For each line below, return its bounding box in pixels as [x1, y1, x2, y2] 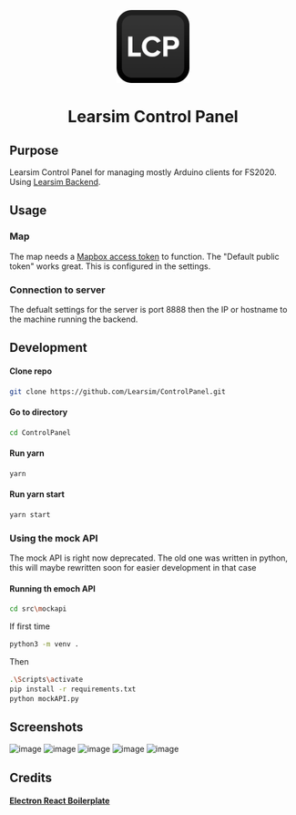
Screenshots [9, 719, 84, 735]
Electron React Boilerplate [9, 795, 110, 807]
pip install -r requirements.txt [9, 685, 137, 694]
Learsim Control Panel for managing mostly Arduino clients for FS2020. [9, 167, 277, 178]
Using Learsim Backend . [9, 177, 101, 187]
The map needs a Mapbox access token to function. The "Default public [9, 251, 280, 262]
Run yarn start [9, 489, 66, 500]
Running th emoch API [9, 583, 96, 593]
